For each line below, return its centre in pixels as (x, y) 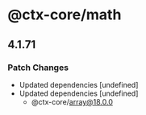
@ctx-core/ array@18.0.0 (72, 101)
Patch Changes (38, 68)
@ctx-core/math (65, 15)
